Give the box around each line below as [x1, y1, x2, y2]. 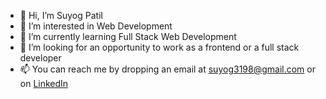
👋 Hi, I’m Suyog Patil [19, 10, 103, 21]
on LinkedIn [19, 78, 69, 89]
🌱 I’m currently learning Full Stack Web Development [19, 31, 237, 42]
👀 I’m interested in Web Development [19, 20, 173, 32]
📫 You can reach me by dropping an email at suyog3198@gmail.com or [19, 63, 316, 75]
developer [19, 52, 62, 64]
